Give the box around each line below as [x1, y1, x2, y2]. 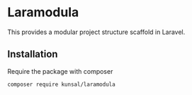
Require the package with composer [7, 67, 113, 75]
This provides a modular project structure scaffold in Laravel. [7, 28, 186, 36]
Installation [7, 48, 58, 60]
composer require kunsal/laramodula [7, 81, 115, 88]
